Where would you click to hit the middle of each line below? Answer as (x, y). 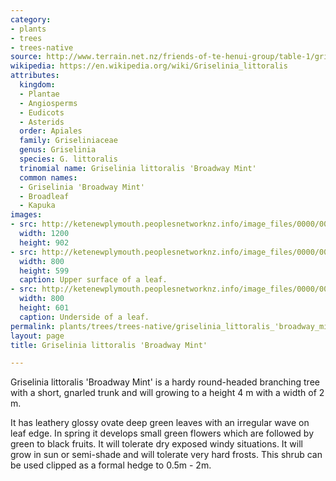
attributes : (35, 76)
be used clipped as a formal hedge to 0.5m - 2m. (111, 465)
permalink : (33, 326)
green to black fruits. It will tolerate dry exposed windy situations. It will (156, 444)
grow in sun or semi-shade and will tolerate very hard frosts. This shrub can (166, 455)
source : (26, 57)
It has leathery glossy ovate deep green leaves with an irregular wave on (160, 423)
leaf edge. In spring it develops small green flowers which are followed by (162, 433)
